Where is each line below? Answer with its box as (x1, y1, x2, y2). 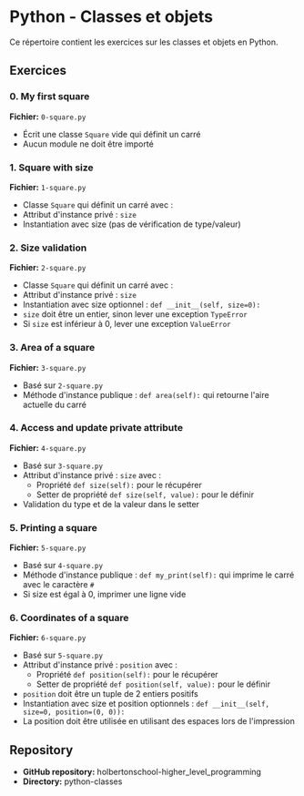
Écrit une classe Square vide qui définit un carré (22, 128, 201, 139)
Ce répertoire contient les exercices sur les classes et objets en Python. (9, 36, 279, 47)
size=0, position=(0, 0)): (22, 708, 126, 717)
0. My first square (9, 90, 90, 103)
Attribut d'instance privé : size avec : (22, 469, 162, 480)
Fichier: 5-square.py (9, 542, 86, 553)
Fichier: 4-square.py (9, 442, 86, 453)
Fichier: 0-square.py (9, 111, 86, 122)
